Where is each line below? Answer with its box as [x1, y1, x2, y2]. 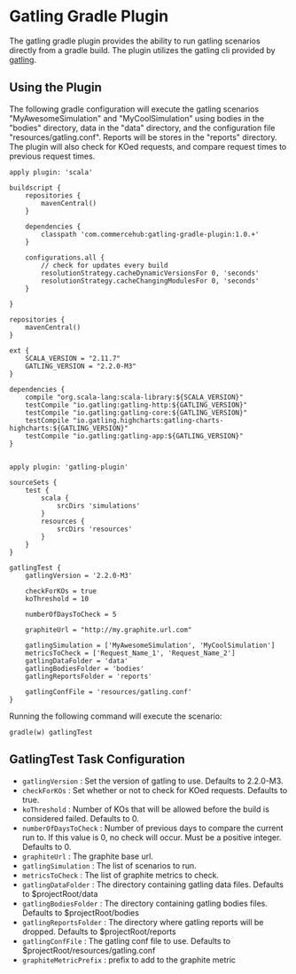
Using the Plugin [9, 80, 102, 95]
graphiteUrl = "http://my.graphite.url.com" [25, 625, 192, 635]
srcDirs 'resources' [56, 525, 133, 534]
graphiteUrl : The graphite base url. [21, 851, 153, 861]
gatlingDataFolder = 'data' [25, 656, 129, 666]
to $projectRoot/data [21, 888, 98, 899]
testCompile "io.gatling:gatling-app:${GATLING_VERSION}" [25, 432, 244, 440]
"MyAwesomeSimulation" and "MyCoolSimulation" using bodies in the [9, 113, 265, 123]
